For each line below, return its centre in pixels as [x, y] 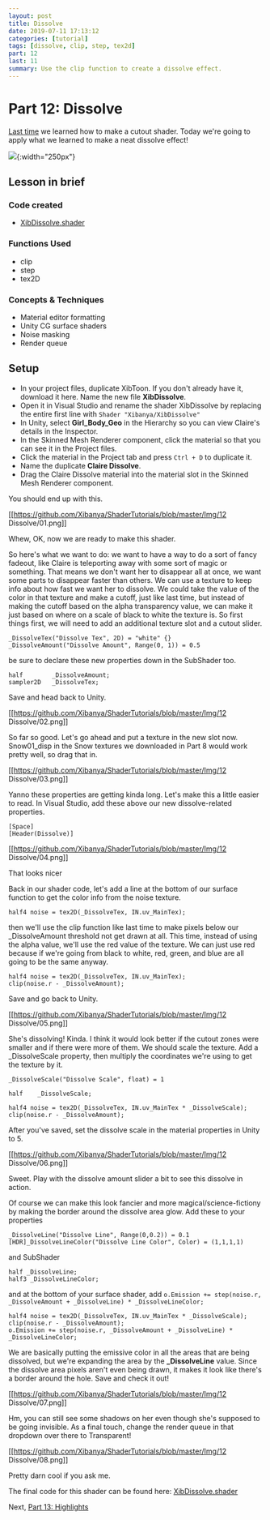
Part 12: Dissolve [65, 108]
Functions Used [40, 244]
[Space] [21, 826]
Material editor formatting [63, 317]
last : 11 [23, 62]
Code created [36, 205]
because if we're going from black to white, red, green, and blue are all [126, 953]
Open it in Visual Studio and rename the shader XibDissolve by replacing [141, 405]
